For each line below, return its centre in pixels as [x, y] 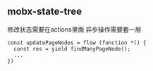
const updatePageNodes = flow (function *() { [77, 43]
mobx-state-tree [45, 12]
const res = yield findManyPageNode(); [72, 49]
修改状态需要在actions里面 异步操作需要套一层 [74, 29]
